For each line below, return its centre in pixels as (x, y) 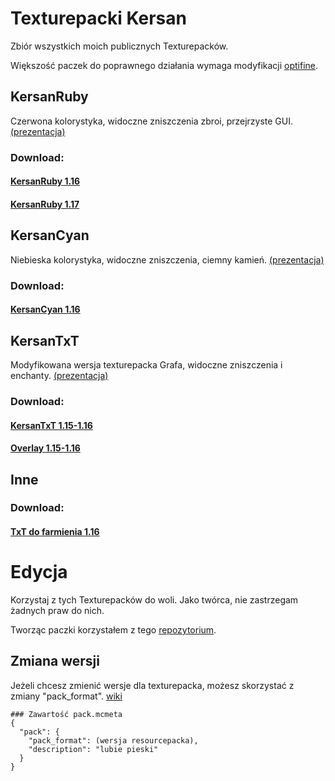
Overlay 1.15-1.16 (45, 448)
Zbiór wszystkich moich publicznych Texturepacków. (119, 46)
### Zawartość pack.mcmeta (66, 714)
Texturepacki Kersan (98, 18)
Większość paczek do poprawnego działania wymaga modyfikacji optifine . (164, 65)
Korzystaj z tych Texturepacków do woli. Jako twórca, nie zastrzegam (154, 599)
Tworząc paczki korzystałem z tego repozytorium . (113, 629)
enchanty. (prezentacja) (59, 375)
